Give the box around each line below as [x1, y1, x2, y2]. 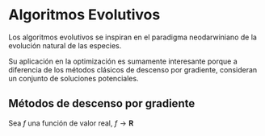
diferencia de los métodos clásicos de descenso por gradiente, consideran [8, 64, 258, 74]
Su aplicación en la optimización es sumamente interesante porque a [8, 56, 238, 66]
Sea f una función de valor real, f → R [8, 118, 134, 128]
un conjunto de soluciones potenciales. [8, 73, 139, 83]
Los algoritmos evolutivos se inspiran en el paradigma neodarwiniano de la [8, 32, 257, 42]
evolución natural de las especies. [8, 40, 122, 50]
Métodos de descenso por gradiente [8, 97, 196, 110]
